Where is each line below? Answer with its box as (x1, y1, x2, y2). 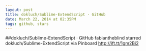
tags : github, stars (5, 21, 49, 26)
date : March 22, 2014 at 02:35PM (5, 16, 76, 21)
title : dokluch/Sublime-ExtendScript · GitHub (5, 12, 106, 17)
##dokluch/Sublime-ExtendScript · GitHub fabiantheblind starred (5, 35, 141, 41)
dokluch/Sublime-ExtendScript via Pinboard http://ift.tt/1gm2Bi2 (5, 40, 139, 46)
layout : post (5, 7, 33, 12)
